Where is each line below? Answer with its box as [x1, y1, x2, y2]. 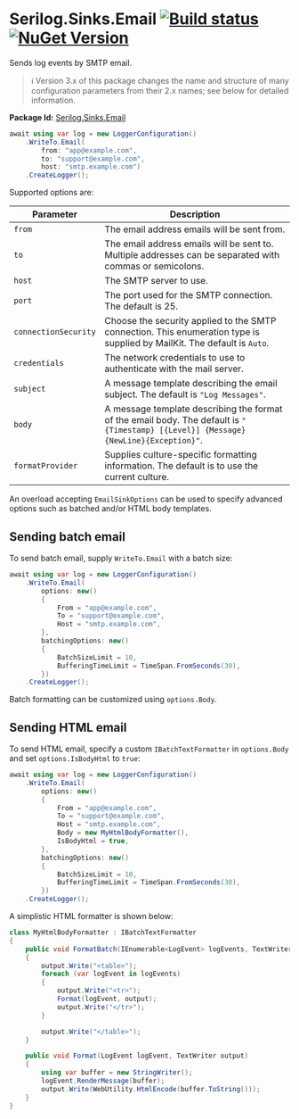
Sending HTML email [9, 719, 127, 735]
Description [169, 208, 221, 220]
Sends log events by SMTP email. [9, 57, 133, 68]
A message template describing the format [104, 402, 283, 415]
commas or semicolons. [104, 260, 205, 272]
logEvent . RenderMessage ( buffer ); [41, 1076, 166, 1086]
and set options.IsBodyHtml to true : [9, 753, 141, 764]
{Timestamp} [104, 425, 156, 435]
